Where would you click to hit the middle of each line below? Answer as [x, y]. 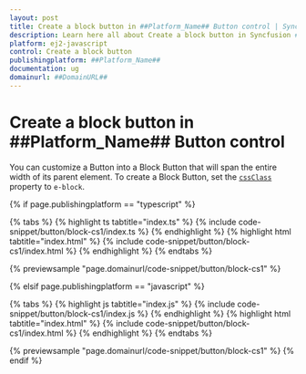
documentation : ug [44, 69]
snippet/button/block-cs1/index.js [72, 313]
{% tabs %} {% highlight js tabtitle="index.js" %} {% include [122, 304]
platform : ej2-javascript [58, 43]
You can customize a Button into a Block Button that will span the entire [143, 167]
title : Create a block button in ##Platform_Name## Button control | [144, 26]
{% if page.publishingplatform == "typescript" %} [102, 204]
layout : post [34, 18]
